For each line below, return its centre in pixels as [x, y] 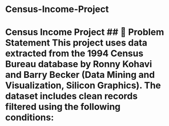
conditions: [30, 118]
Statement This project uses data [76, 43]
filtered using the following [63, 107]
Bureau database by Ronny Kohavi [79, 64]
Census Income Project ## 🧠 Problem [85, 32]
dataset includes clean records [71, 96]
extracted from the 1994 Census [74, 53]
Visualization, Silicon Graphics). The [83, 86]
